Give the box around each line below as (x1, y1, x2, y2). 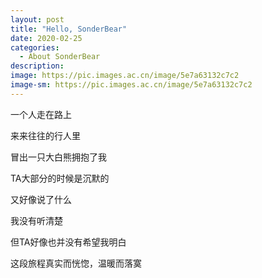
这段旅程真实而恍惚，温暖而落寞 (10, 257, 142, 269)
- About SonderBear (19, 52, 101, 62)
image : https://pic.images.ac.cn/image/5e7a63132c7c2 (10, 71, 240, 81)
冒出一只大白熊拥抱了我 (10, 151, 107, 163)
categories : (10, 42, 60, 53)
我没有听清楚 (10, 214, 63, 226)
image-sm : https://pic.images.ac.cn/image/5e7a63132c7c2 (10, 80, 253, 90)
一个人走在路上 (10, 108, 72, 120)
